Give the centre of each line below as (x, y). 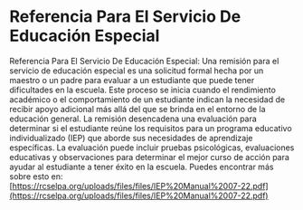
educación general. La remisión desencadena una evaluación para (133, 119)
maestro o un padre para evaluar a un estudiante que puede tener (132, 80)
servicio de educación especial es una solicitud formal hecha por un (137, 71)
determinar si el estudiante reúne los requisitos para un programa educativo (151, 128)
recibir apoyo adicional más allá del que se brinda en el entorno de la (137, 109)
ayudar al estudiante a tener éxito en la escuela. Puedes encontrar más (142, 167)
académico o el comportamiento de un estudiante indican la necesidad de (147, 99)
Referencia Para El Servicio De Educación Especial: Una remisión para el (144, 61)
